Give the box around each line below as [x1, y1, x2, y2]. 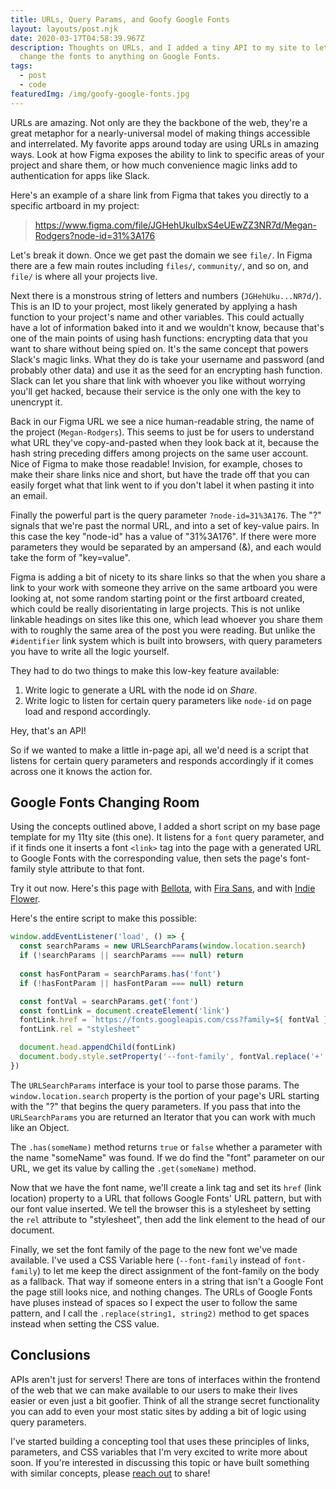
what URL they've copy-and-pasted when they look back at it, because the [10, 436, 320, 448]
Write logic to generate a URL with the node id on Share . [24, 684, 258, 696]
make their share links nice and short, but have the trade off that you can [10, 468, 310, 480]
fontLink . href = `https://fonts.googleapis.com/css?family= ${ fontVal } [19, 1015, 329, 1025]
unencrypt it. [10, 396, 63, 408]
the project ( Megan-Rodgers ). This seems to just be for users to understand [10, 426, 315, 438]
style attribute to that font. [37, 863, 145, 875]
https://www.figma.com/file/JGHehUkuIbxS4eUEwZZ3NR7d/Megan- [34, 219, 317, 231]
